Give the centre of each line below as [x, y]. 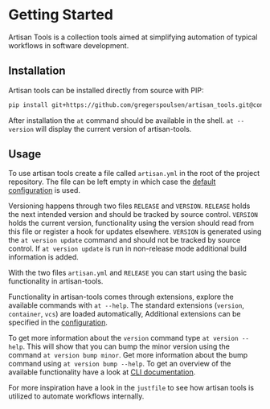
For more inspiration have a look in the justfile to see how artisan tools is [131, 388]
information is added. [43, 257]
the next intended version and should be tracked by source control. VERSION [133, 215]
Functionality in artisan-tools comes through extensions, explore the [121, 297]
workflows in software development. [69, 45]
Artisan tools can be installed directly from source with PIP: [106, 90]
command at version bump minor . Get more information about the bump [128, 355]
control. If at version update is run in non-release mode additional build [128, 249]
